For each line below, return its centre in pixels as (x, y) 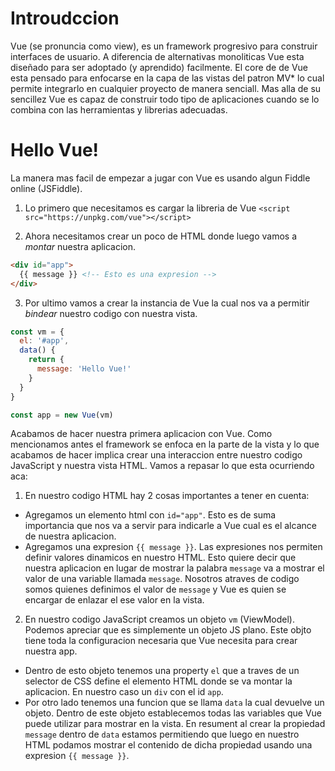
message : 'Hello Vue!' (84, 369)
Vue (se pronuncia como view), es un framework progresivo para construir (164, 46)
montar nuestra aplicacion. (80, 246)
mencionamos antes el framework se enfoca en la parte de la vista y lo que (165, 444)
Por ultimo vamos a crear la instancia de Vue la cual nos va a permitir (167, 303)
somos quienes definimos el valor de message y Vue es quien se (155, 589)
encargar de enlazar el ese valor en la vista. (114, 600)
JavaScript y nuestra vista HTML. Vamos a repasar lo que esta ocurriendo (162, 466)
